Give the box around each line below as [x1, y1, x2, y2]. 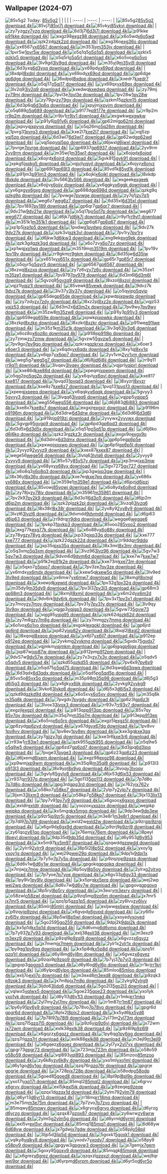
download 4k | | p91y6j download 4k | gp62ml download [5, 118, 155, 124]
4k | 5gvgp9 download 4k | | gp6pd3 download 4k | [5, 420, 147, 426]
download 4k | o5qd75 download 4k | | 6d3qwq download [5, 664, 162, 671]
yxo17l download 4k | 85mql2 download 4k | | [22, 1078, 133, 1084]
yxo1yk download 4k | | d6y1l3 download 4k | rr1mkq [5, 993, 146, 999]
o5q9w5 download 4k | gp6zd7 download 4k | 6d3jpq [5, 744, 151, 750]
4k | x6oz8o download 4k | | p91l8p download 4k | [5, 330, 141, 336]
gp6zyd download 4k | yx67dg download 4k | [25, 723, 136, 729]
